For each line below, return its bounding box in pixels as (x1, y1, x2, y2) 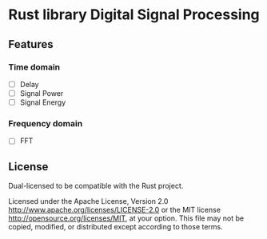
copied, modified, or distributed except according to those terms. (8, 222, 224, 232)
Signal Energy (19, 98, 66, 107)
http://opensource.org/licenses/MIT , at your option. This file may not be (8, 213, 245, 223)
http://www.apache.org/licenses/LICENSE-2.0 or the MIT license (8, 205, 221, 215)
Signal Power (19, 88, 64, 98)
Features (8, 38, 54, 51)
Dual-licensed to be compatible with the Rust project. (8, 181, 184, 191)
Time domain (8, 62, 61, 73)
